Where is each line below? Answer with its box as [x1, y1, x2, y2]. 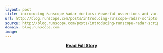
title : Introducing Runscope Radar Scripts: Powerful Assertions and [5, 12, 149, 16]
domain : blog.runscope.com [5, 25, 60, 30]
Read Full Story [65, 43, 98, 48]
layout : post [5, 7, 32, 12]
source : [5, 20, 21, 26]
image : [5, 29, 18, 34]
